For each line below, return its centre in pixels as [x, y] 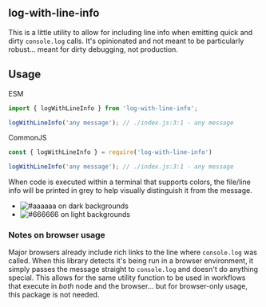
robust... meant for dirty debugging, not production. [93, 49]
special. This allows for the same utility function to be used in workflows [127, 277]
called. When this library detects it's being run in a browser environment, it [131, 261]
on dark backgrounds [93, 206]
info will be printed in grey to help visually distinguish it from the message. [131, 191]
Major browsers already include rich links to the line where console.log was [133, 252]
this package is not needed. [54, 295]
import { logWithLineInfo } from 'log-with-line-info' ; [103, 108]
